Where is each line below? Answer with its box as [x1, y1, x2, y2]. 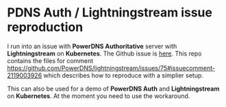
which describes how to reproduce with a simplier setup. [43, 71, 204, 80]
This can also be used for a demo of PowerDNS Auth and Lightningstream [7, 84, 220, 93]
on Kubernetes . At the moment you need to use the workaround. [7, 91, 190, 100]
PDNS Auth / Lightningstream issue [7, 5, 212, 21]
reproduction [7, 19, 84, 35]
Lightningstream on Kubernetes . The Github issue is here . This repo [7, 49, 202, 58]
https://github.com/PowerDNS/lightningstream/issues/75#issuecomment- [7, 64, 216, 72]
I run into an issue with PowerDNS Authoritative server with [7, 42, 177, 50]
